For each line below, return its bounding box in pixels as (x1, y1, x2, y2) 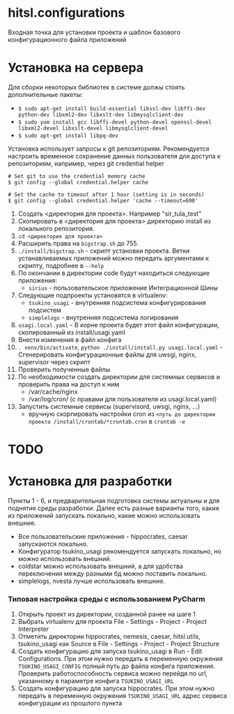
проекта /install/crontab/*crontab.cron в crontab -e (28, 417, 186, 425)
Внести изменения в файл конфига (17, 335, 122, 343)
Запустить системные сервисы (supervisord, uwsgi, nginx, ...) (17, 402, 201, 410)
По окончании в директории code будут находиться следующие (17, 269, 210, 277)
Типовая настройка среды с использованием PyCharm (8, 594, 205, 604)
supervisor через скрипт (17, 357, 91, 366)
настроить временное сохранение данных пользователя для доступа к (8, 151, 221, 160)
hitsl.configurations (8, 5, 125, 21)
